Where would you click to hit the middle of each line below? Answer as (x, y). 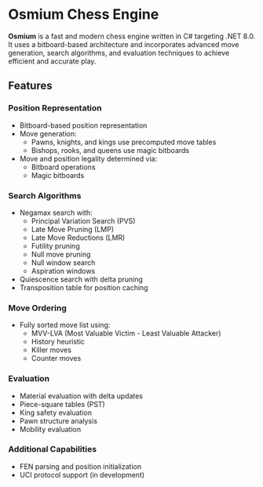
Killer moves (51, 350)
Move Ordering (37, 307)
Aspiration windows (63, 271)
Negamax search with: (56, 213)
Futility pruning (55, 245)
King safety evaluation (56, 412)
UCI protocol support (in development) (82, 474)
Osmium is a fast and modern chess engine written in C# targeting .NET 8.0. (132, 36)
